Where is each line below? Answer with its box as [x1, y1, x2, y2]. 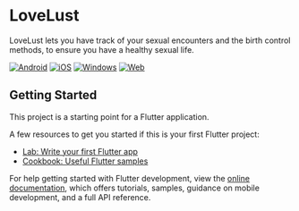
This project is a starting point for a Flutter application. [9, 111, 209, 122]
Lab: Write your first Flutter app [21, 146, 139, 156]
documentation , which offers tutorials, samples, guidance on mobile [9, 182, 260, 193]
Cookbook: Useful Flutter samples [21, 156, 149, 166]
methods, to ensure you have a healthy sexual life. [9, 44, 194, 55]
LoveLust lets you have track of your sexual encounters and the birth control [9, 35, 291, 46]
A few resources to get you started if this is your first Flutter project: [9, 129, 260, 139]
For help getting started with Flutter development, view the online [9, 173, 251, 183]
